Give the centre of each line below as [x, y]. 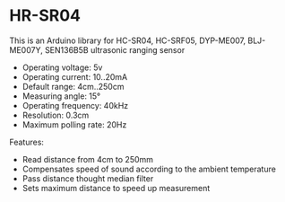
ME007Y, [26, 49]
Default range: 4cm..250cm [73, 86]
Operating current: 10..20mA [75, 76]
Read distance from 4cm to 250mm [88, 159]
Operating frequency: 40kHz [75, 105]
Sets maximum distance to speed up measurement [116, 188]
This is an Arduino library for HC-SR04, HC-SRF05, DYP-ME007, [128, 40]
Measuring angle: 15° [61, 96]
